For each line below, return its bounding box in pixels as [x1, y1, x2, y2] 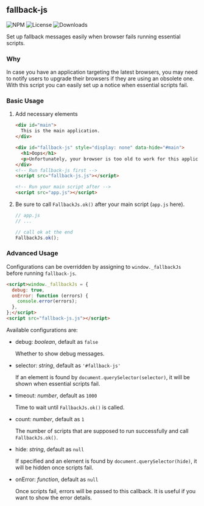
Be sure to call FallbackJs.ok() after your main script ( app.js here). [15, 201, 185, 208]
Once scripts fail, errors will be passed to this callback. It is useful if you [15, 487, 196, 494]
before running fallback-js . [6, 269, 77, 277]
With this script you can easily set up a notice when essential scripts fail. [6, 82, 189, 89]
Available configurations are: [6, 326, 78, 333]
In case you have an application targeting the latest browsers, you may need [6, 68, 198, 76]
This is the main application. [21, 128, 100, 134]
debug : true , [12, 287, 45, 293]
